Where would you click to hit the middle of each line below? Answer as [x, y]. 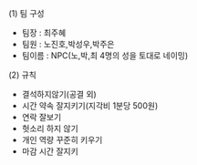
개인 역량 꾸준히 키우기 [62, 140]
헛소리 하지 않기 [50, 129]
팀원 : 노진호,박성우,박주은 [68, 44]
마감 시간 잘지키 [50, 151]
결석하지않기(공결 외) [59, 94]
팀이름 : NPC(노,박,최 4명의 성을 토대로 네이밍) [105, 56]
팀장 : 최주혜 [44, 33]
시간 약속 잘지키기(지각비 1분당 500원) [90, 106]
